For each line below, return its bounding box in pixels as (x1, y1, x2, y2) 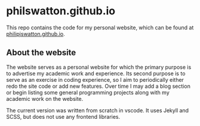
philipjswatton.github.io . (6, 30, 65, 37)
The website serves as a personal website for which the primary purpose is (6, 63, 192, 70)
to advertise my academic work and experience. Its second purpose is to (6, 70, 186, 77)
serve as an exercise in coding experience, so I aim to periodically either (6, 76, 184, 83)
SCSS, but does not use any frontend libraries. (6, 113, 121, 120)
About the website (6, 48, 76, 58)
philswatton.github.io (6, 4, 116, 18)
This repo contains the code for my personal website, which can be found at (6, 24, 194, 31)
